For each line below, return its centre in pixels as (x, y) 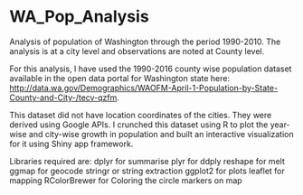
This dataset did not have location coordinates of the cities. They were (141, 115)
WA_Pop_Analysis (79, 17)
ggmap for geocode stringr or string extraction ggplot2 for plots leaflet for (147, 171)
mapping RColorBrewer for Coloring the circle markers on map (126, 180)
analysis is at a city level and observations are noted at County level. (137, 51)
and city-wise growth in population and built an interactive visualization (161, 134)
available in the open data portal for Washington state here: (120, 78)
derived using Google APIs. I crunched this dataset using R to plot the (139, 125)
